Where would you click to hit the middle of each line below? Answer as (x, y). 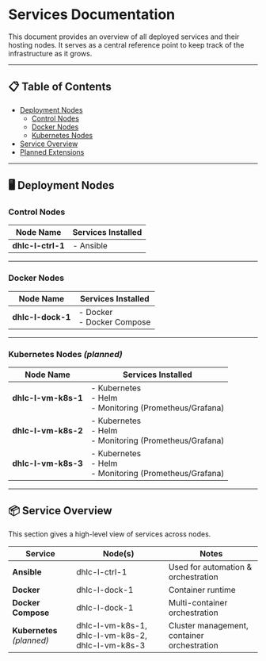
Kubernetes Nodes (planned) (65, 354)
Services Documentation (92, 15)
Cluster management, (209, 625)
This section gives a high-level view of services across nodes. (110, 534)
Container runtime (202, 590)
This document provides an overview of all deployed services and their (124, 37)
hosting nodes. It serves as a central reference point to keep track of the (126, 44)
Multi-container (198, 602)
